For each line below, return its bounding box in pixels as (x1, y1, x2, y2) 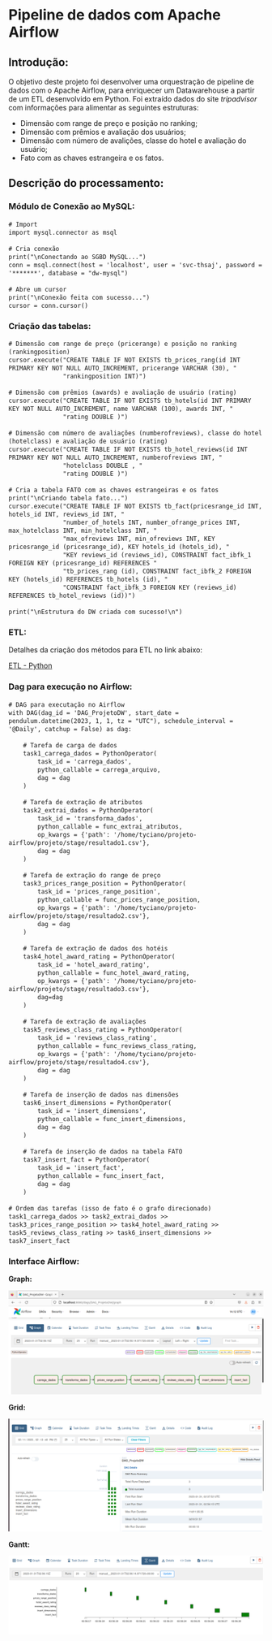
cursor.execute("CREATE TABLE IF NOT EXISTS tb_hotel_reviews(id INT (8, 445, 249, 453)
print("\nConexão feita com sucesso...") (8, 293, 151, 301)
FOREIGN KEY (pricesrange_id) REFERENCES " (8, 559, 158, 567)
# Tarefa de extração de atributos (23, 798, 143, 806)
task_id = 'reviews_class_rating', (37, 1033, 158, 1041)
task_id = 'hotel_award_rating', (37, 960, 151, 968)
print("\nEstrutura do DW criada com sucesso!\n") (8, 608, 183, 616)
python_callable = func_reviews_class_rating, (37, 1041, 198, 1050)
